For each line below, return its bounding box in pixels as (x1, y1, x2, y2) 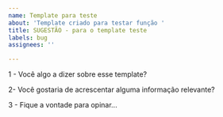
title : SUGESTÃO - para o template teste (8, 26, 148, 34)
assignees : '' (8, 41, 56, 49)
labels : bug (8, 33, 48, 42)
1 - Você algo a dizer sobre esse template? (8, 70, 148, 79)
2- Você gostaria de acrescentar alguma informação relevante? (8, 85, 216, 95)
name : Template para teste (8, 11, 98, 20)
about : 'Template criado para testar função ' (8, 19, 165, 27)
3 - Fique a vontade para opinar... (8, 100, 117, 110)
